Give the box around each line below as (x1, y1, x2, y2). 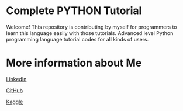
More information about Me (6, 57, 142, 70)
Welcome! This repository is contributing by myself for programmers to (6, 23, 177, 30)
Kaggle (6, 98, 23, 105)
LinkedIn (6, 75, 27, 82)
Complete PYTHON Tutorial (6, 4, 142, 18)
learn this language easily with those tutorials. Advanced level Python (6, 29, 174, 36)
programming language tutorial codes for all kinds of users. (6, 36, 149, 43)
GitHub (6, 86, 23, 94)
